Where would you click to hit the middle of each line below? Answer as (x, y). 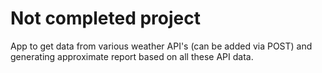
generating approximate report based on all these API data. (132, 56)
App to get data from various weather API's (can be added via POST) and (161, 46)
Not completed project (105, 18)
